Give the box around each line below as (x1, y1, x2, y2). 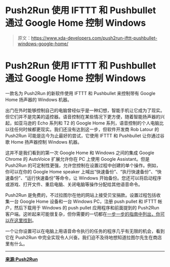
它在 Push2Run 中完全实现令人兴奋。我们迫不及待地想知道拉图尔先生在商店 (5, 234, 162, 240)
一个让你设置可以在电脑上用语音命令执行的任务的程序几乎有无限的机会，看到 (5, 228, 165, 234)
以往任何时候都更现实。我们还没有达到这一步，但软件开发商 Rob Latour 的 (5, 126, 159, 132)
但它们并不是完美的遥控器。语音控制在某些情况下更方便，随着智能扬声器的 (5, 113, 160, 119)
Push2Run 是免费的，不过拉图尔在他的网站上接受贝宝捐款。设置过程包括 (5, 192, 156, 198)
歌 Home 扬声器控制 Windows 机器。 (5, 139, 82, 145)
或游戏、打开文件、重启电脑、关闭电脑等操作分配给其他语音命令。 (5, 181, 143, 187)
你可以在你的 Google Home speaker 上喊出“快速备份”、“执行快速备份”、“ (5, 168, 158, 174)
